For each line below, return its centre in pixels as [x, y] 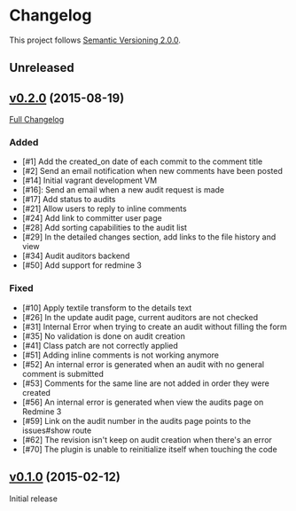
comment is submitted [63, 373]
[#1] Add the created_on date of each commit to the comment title [142, 161]
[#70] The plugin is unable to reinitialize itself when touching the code [149, 449]
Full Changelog [37, 120]
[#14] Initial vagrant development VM [90, 181]
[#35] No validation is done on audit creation [104, 336]
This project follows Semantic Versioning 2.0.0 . [95, 40]
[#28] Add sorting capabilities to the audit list [105, 228]
